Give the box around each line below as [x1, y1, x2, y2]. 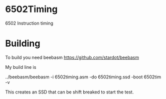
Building [5, 38, 41, 49]
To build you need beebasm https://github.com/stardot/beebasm [5, 54, 139, 60]
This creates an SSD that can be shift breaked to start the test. [5, 89, 134, 95]
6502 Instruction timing [5, 20, 54, 26]
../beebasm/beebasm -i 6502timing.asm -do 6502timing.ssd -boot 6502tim [5, 74, 161, 80]
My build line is [5, 64, 37, 70]
